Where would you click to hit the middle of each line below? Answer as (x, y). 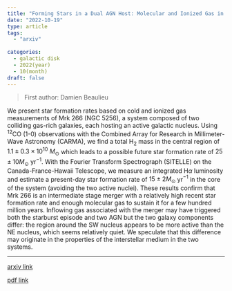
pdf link (18, 280)
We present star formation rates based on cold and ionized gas (97, 111)
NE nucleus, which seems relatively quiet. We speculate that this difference (114, 232)
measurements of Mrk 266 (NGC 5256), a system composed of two (103, 118)
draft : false (26, 78)
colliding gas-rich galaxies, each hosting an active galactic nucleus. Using (113, 126)
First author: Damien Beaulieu (66, 97)
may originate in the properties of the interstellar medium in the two (103, 240)
